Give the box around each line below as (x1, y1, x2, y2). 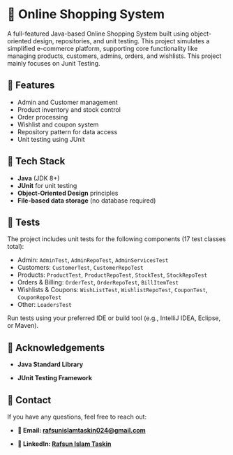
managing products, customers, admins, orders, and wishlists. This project (7, 52, 222, 60)
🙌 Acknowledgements (7, 342, 105, 354)
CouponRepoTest (17, 294, 62, 301)
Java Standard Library (17, 360, 84, 369)
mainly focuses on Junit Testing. (7, 59, 100, 67)
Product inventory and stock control (17, 105, 121, 114)
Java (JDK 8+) (17, 174, 60, 182)
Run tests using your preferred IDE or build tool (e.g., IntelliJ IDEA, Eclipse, (7, 314, 221, 322)
